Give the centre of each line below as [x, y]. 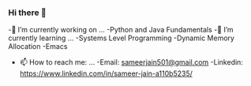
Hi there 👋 [28, 13]
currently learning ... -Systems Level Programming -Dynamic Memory [122, 38]
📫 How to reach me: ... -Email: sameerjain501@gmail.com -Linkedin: [131, 62]
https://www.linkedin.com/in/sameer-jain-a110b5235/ [106, 73]
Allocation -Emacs [38, 47]
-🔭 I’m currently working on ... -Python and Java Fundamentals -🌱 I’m [121, 30]
